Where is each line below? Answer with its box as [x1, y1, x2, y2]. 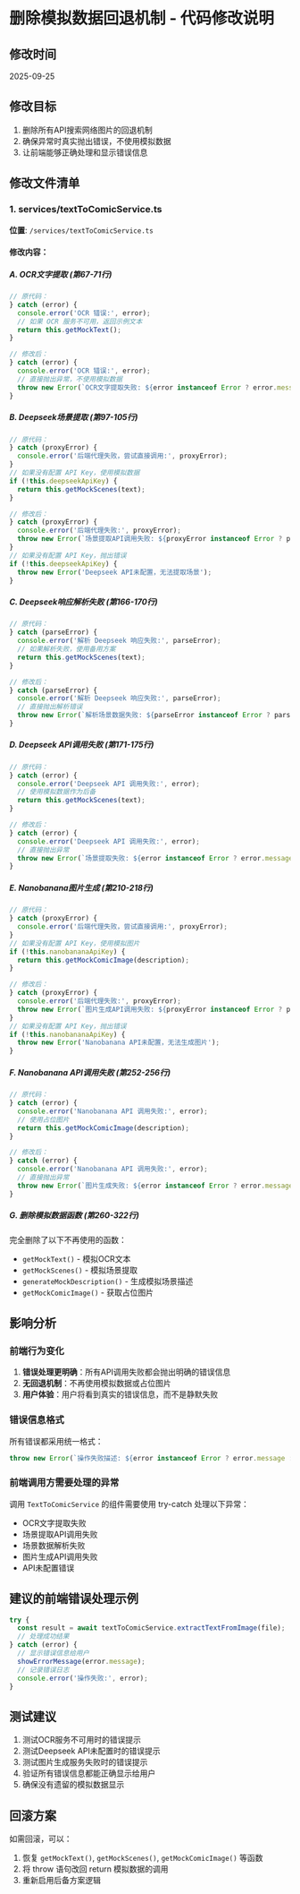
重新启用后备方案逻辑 [21, 1875, 101, 1886]
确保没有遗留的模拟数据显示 [21, 1779, 125, 1790]
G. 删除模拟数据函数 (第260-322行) [9, 1210, 140, 1221]
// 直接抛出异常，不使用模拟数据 [17, 374, 123, 383]
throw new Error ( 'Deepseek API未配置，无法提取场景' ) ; [17, 568, 212, 577]
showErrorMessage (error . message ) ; [17, 1657, 146, 1666]
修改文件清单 [9, 176, 80, 191]
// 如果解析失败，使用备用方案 [17, 645, 116, 654]
